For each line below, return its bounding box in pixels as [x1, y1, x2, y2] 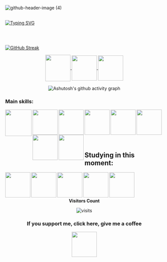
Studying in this [84, 151, 135, 159]
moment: [84, 159, 114, 167]
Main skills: [5, 98, 34, 105]
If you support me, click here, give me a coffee [27, 220, 142, 227]
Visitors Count [69, 198, 100, 204]
